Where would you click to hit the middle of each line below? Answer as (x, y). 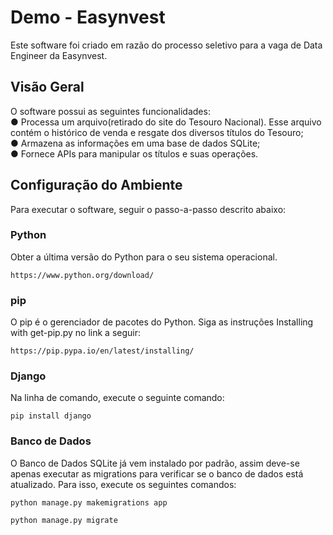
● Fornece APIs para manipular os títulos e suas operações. (134, 153)
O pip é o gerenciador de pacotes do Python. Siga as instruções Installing (162, 322)
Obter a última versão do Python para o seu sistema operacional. (144, 257)
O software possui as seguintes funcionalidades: (110, 111)
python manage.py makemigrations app (89, 502)
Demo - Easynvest (88, 17)
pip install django (51, 416)
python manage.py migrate (64, 520)
